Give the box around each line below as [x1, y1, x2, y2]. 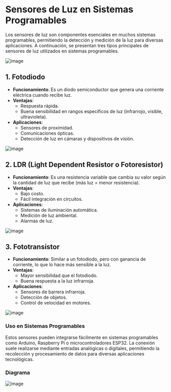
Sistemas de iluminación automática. [20, 207, 99, 213]
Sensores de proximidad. [20, 124, 73, 130]
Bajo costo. [20, 190, 45, 196]
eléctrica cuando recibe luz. [12, 91, 72, 98]
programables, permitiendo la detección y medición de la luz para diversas [5, 37, 163, 43]
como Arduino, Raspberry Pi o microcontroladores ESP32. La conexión [5, 340, 155, 346]
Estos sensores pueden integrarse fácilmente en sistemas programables [5, 334, 158, 340]
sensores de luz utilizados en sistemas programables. [5, 48, 119, 54]
